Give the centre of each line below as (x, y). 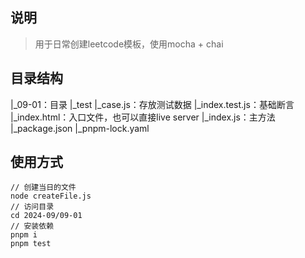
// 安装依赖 (32, 226)
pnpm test (31, 244)
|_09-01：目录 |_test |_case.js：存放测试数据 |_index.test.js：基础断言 (152, 104)
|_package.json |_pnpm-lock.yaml (80, 128)
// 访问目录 (32, 207)
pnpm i (24, 235)
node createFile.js (51, 196)
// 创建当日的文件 (43, 188)
